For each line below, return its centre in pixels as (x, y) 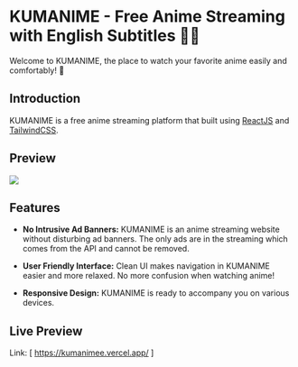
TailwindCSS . (34, 130)
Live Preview (46, 331)
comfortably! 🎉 (37, 70)
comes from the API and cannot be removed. (106, 249)
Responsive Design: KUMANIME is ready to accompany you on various (156, 293)
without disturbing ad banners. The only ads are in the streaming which (155, 239)
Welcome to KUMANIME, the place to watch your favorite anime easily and (148, 60)
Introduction (45, 99)
